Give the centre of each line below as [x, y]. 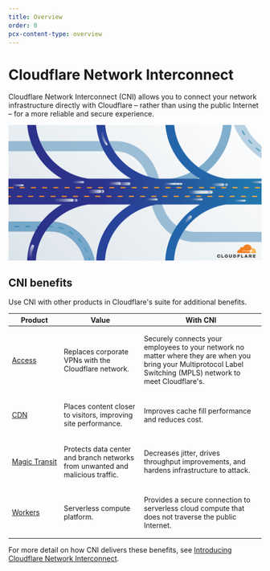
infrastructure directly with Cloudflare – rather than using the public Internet [133, 105]
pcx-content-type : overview [55, 34]
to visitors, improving [98, 415]
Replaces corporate [96, 351]
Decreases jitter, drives [182, 453]
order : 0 [23, 25]
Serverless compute [97, 508]
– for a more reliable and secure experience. [82, 114]
